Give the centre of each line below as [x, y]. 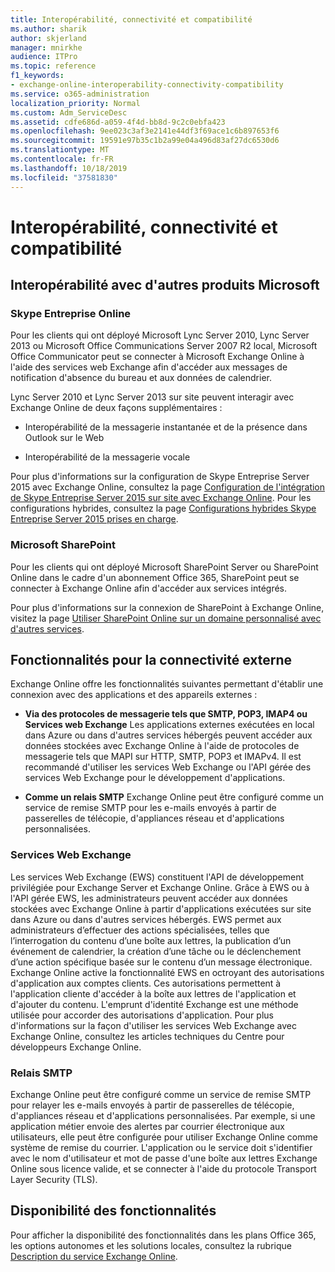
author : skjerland [48, 38]
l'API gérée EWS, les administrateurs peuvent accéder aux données [149, 898]
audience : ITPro [44, 57]
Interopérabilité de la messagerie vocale [107, 457]
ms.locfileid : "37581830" [64, 177]
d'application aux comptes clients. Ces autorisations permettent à [146, 983]
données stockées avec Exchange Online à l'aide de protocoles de [162, 746]
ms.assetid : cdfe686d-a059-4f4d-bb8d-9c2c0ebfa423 [118, 122]
